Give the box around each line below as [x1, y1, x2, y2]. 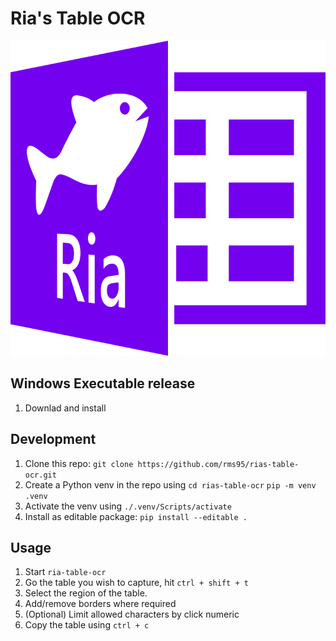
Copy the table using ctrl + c [24, 619, 150, 631]
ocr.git [24, 470, 57, 480]
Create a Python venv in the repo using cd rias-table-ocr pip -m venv [24, 478, 317, 491]
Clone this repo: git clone [24, 457, 134, 469]
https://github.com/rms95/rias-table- [137, 459, 300, 469]
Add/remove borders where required [24, 598, 177, 610]
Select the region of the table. [24, 587, 148, 599]
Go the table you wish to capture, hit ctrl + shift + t [24, 577, 249, 589]
